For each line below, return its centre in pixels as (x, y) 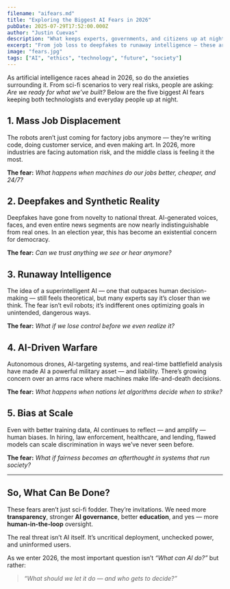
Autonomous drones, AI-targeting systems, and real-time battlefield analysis (115, 364)
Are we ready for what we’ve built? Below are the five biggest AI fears (106, 92)
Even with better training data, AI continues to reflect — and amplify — (106, 429)
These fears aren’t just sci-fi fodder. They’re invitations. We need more (107, 509)
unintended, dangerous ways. (49, 313)
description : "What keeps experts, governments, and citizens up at (107, 39)
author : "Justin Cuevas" (42, 33)
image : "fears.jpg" (35, 52)
